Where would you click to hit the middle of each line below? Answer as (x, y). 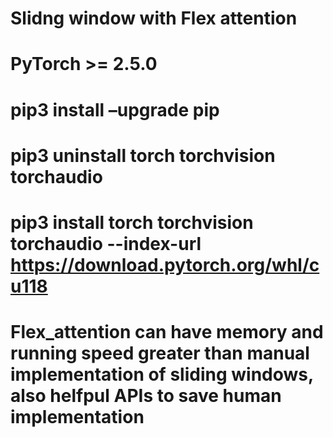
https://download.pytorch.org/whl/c (165, 264)
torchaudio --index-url (106, 243)
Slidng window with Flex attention (154, 18)
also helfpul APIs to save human (146, 396)
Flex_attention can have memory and (167, 332)
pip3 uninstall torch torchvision (143, 155)
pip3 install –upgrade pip (115, 109)
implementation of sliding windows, (162, 374)
